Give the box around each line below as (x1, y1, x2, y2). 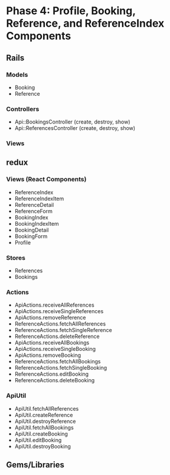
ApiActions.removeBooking (14, 352, 81, 359)
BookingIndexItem (14, 220, 59, 227)
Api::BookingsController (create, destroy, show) (14, 118, 130, 125)
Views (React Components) (6, 175, 87, 184)
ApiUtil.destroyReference (14, 418, 76, 425)
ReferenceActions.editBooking (14, 370, 89, 378)
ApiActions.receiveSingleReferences (14, 308, 104, 315)
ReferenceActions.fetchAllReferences (14, 320, 106, 327)
